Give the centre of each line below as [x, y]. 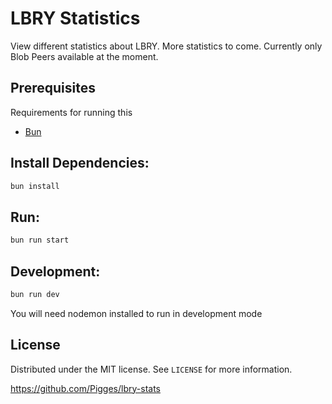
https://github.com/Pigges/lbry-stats [85, 388]
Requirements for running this [71, 112]
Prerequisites [53, 88]
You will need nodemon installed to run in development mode [136, 313]
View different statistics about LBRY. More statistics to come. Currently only [166, 46]
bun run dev [35, 294]
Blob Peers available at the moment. [84, 56]
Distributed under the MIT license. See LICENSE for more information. [151, 369]
